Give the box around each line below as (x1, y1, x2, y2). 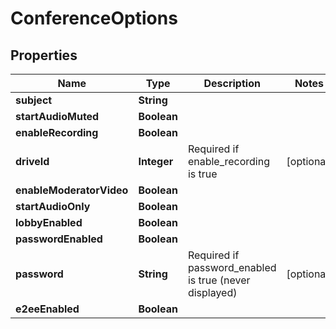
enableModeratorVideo (15, 183, 129, 197)
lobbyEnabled (15, 216, 83, 229)
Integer (138, 155, 174, 168)
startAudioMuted (15, 110, 100, 123)
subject (15, 93, 53, 107)
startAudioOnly (15, 200, 91, 213)
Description (203, 77, 261, 90)
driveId (15, 155, 50, 168)
